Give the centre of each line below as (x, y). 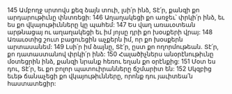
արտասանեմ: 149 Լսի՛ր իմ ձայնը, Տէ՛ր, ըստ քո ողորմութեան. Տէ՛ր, (113, 47)
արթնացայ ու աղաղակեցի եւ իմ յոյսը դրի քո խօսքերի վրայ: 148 (110, 32)
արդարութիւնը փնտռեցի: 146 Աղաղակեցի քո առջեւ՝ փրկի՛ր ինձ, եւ (116, 17)
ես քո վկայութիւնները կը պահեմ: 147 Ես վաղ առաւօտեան (101, 25)
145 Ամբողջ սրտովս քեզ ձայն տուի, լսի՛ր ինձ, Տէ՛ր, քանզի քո (103, 10)
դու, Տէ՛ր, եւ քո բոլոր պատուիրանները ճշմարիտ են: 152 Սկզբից (110, 69)
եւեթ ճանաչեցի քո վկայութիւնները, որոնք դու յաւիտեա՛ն (100, 76)
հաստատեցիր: (32, 83)
